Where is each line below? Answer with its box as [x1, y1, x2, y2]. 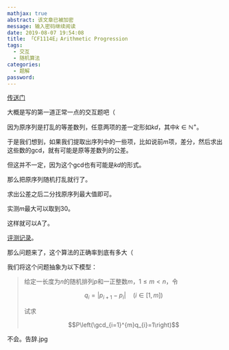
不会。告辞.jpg [7, 334, 48, 343]
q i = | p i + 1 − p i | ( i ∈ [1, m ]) [84, 291, 163, 301]
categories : [7, 61, 41, 68]
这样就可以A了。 [7, 219, 53, 227]
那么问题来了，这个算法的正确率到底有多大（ [7, 248, 134, 257]
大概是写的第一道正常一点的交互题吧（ [7, 108, 115, 117]
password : [7, 73, 36, 81]
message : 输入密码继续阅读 [7, 23, 76, 30]
